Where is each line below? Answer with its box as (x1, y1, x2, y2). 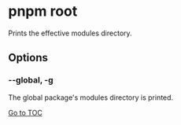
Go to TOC (8, 108, 43, 117)
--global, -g (8, 75, 54, 86)
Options (8, 51, 49, 64)
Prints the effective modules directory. (8, 28, 132, 38)
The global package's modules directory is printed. (8, 93, 174, 102)
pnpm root (8, 2, 78, 20)
